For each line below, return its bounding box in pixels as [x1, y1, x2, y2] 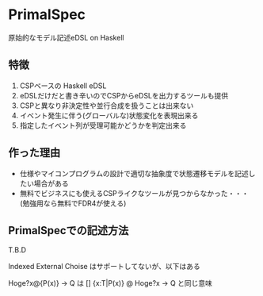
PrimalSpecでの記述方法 [8, 224, 129, 237]
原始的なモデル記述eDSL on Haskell [8, 33, 124, 42]
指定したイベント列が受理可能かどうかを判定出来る [19, 121, 187, 130]
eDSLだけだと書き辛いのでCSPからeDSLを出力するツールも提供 [19, 90, 228, 100]
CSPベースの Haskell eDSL [19, 81, 107, 90]
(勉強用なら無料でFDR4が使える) [19, 198, 127, 208]
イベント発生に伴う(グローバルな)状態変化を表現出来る [19, 110, 199, 120]
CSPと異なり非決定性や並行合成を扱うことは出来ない [19, 101, 194, 110]
